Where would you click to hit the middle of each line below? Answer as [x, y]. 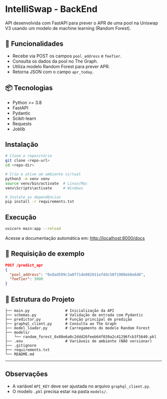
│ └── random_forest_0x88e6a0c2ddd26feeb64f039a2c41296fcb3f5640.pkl [81, 337]
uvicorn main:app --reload [33, 229]
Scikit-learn [24, 118]
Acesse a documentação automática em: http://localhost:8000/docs [75, 238]
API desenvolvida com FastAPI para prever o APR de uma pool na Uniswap [82, 23]
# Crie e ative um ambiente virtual [43, 174]
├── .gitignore [21, 345]
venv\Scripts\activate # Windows [44, 188]
